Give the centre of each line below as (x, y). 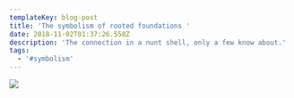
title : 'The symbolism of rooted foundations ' (100, 26)
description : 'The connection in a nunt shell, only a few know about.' (148, 42)
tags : (19, 51)
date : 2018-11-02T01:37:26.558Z (69, 34)
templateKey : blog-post (54, 17)
